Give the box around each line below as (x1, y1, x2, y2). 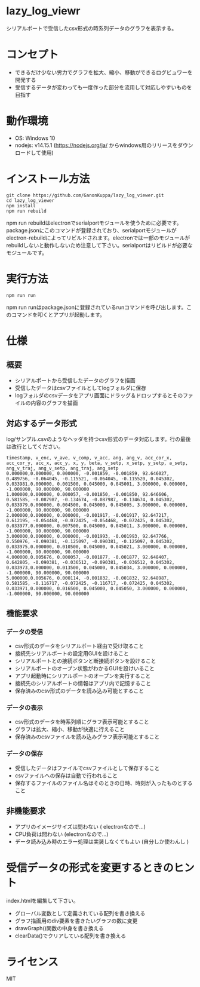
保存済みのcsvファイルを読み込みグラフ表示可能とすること (14, 733, 160, 740)
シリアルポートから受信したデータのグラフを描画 (14, 376, 136, 384)
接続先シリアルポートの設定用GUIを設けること (14, 650, 130, 657)
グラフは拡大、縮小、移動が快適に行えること (14, 726, 125, 733)
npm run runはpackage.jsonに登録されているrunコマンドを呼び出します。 (6, 304, 187, 311)
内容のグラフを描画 (30, 399, 78, 406)
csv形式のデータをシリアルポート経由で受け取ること (14, 642, 144, 649)
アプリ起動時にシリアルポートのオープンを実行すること (14, 672, 151, 679)
